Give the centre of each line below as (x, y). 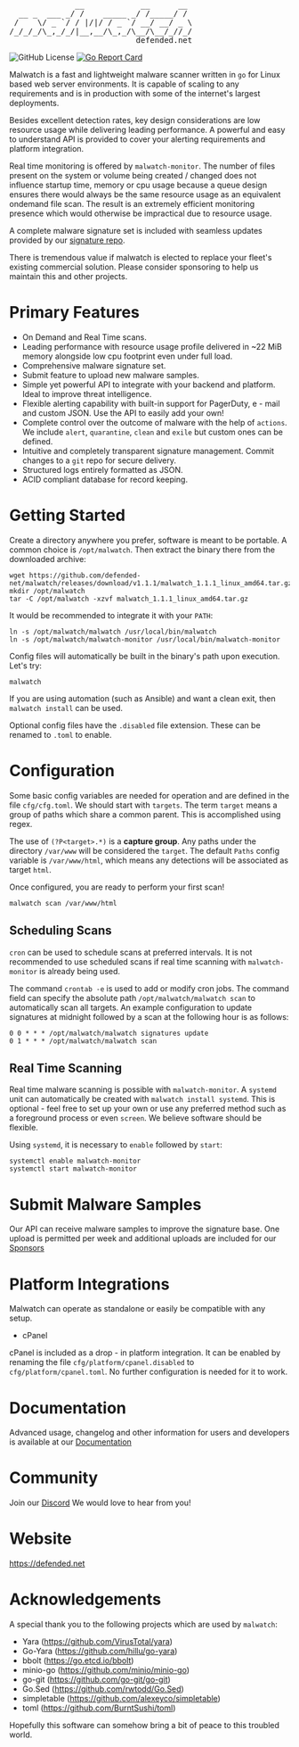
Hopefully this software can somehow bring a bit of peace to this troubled (145, 1726)
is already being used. (80, 971)
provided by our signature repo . (67, 240)
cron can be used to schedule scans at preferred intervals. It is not (131, 952)
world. (21, 1735)
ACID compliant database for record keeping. (105, 479)
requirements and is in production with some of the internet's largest (135, 93)
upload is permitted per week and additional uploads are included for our (143, 1238)
